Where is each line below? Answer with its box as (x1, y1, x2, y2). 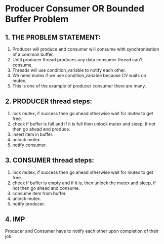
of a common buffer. (12, 51, 54, 57)
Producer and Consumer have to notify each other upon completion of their (5, 228, 159, 234)
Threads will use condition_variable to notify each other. (12, 67, 126, 73)
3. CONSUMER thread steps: (5, 156, 95, 164)
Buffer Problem (5, 13, 69, 25)
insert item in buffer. (12, 131, 53, 137)
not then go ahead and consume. (12, 185, 80, 191)
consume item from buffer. (12, 190, 67, 196)
